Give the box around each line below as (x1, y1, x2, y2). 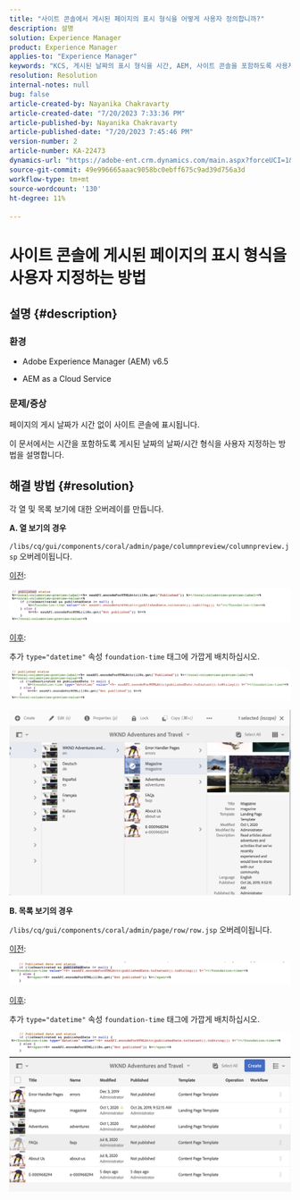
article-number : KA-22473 (9, 147, 105, 156)
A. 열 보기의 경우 (9, 523, 67, 534)
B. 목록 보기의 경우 (9, 905, 73, 916)
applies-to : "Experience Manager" (9, 52, 138, 62)
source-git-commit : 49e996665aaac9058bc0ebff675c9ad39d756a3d (9, 165, 246, 174)
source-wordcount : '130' (9, 184, 102, 193)
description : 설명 (9, 23, 74, 33)
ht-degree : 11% (9, 193, 66, 203)
